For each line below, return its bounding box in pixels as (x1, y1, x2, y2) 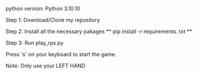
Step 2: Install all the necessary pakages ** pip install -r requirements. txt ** (5, 28, 193, 35)
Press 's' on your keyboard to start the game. (5, 51, 117, 58)
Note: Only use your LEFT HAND (5, 62, 86, 69)
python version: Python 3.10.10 (5, 5, 81, 12)
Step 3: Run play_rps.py (5, 40, 64, 46)
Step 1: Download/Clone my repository (5, 17, 100, 23)
